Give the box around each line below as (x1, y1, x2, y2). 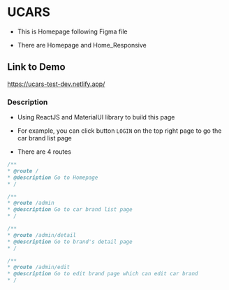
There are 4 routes (17, 147, 72, 156)
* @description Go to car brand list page (7, 206, 133, 213)
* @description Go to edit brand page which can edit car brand (7, 270, 198, 277)
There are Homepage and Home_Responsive (17, 41, 147, 49)
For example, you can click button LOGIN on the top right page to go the (17, 126, 222, 135)
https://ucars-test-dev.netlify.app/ (7, 80, 105, 88)
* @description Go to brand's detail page (7, 238, 133, 245)
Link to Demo (7, 61, 66, 73)
